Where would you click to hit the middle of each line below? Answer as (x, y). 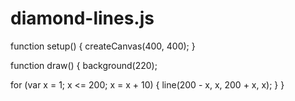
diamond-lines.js (82, 18)
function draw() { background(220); (84, 65)
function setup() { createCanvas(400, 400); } (103, 46)
